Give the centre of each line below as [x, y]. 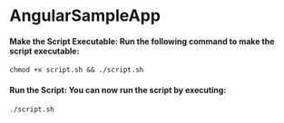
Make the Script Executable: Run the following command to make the [142, 41]
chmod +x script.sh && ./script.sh [77, 70]
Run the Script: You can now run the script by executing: [118, 90]
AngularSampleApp [85, 16]
